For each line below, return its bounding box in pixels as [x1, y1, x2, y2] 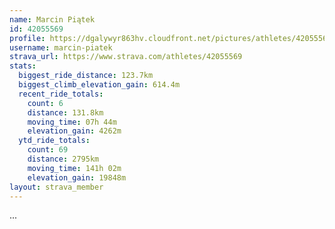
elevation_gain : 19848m [27, 172, 127, 183]
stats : [9, 61, 37, 71]
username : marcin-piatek [9, 42, 113, 53]
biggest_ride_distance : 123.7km [18, 71, 154, 81]
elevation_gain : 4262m [27, 126, 122, 136]
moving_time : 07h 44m [27, 117, 117, 127]
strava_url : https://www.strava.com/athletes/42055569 [9, 52, 243, 62]
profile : [9, 33, 46, 43]
